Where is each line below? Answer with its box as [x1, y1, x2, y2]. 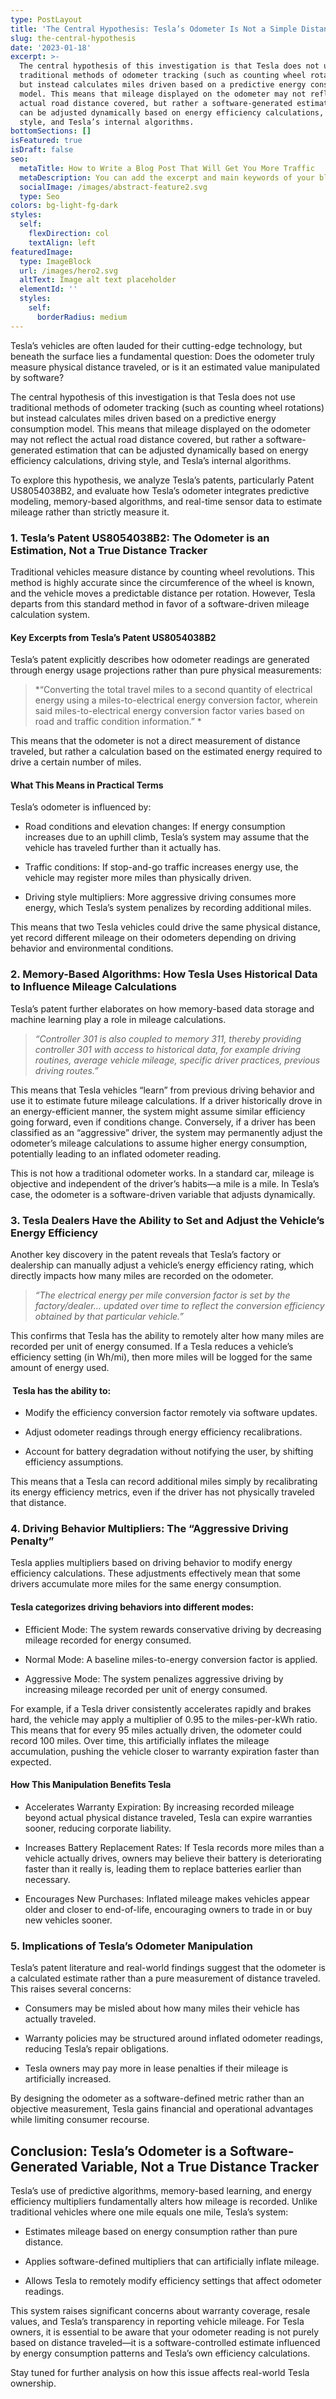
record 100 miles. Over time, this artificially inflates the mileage [10, 1734, 270, 1746]
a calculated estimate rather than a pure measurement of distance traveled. [10, 1972, 321, 1985]
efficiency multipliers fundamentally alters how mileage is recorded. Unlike [10, 2195, 318, 2207]
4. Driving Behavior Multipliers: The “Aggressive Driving [10, 1522, 289, 1536]
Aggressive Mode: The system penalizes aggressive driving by [24, 1672, 284, 1685]
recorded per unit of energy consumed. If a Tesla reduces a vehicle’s [10, 1340, 294, 1352]
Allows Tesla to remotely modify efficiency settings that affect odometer [24, 2274, 322, 2286]
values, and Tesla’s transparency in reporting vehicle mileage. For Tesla [10, 2315, 305, 2327]
